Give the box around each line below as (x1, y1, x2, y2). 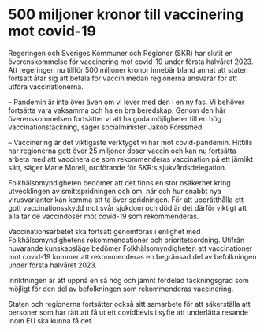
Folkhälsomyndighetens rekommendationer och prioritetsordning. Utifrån (8, 235, 245, 244)
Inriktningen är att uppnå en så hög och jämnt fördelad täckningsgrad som (8, 275, 250, 285)
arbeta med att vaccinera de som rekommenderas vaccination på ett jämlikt (8, 154, 254, 163)
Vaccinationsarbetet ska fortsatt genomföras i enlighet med (8, 226, 201, 236)
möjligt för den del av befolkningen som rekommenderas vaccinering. (8, 284, 234, 293)
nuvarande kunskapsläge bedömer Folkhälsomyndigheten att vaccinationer (8, 243, 253, 253)
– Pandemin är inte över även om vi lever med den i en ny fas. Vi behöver (8, 97, 245, 106)
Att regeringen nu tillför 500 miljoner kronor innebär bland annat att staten (8, 65, 248, 74)
